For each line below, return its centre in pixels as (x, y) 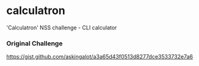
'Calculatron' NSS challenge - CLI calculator (62, 28)
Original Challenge (34, 43)
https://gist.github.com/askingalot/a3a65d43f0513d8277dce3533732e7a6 (100, 57)
